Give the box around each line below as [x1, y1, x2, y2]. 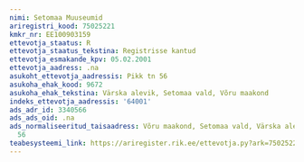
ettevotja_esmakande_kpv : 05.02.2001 [9, 55, 152, 64]
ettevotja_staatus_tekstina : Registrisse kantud [9, 47, 196, 56]
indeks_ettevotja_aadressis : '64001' [9, 96, 152, 106]
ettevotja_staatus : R [9, 38, 91, 48]
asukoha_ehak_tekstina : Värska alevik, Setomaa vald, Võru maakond [9, 88, 270, 97]
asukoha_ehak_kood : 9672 [9, 80, 103, 89]
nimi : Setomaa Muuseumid [9, 13, 103, 22]
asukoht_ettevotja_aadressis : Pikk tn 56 [9, 72, 168, 81]
